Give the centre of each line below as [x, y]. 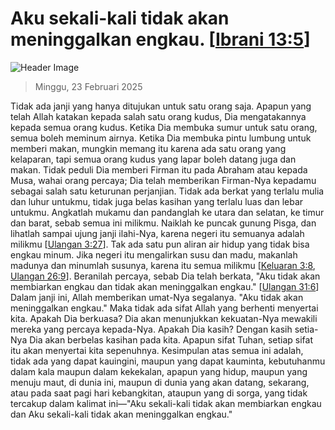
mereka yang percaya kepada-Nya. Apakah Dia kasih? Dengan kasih [151, 329]
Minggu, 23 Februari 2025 [88, 86]
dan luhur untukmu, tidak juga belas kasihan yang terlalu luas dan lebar [157, 201]
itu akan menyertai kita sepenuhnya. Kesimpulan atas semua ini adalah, [157, 350]
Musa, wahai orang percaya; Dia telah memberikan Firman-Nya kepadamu [163, 180]
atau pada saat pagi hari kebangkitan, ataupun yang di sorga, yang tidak [159, 393]
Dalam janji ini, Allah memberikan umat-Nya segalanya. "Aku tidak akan [157, 297]
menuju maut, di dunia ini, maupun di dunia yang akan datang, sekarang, [160, 382]
